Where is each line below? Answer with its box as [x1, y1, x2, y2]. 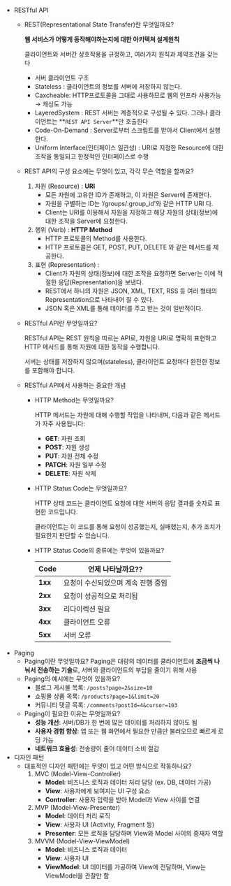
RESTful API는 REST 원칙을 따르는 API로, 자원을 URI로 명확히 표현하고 [24, 334, 217, 342]
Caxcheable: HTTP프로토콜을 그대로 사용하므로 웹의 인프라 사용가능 [34, 91, 221, 99]
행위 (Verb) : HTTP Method [34, 226, 113, 233]
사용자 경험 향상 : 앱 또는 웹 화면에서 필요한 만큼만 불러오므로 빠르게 [34, 727, 217, 735]
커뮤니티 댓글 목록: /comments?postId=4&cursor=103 [34, 701, 178, 709]
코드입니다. [47, 508, 78, 516]
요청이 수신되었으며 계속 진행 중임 [63, 578, 167, 588]
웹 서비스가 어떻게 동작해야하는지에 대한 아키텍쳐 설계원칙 [24, 35, 180, 43]
